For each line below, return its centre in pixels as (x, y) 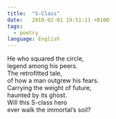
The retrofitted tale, (35, 74)
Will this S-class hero (37, 102)
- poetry (26, 33)
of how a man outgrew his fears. (53, 80)
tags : (15, 26)
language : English (33, 39)
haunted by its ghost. (37, 95)
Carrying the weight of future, (49, 88)
